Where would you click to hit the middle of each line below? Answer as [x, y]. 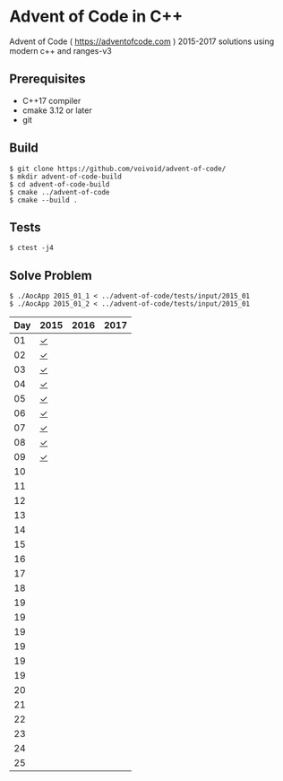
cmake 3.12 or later [57, 110]
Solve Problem [51, 275]
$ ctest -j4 [31, 248]
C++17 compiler [51, 100]
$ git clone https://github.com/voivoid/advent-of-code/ [118, 169]
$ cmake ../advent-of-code [60, 192]
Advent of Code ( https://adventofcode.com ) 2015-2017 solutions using [142, 41]
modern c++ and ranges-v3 [60, 50]
